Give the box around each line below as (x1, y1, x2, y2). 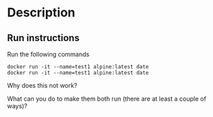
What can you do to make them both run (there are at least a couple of (7, 94, 207, 103)
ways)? (7, 102, 27, 110)
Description (7, 5, 76, 21)
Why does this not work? (7, 81, 78, 90)
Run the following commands (7, 50, 90, 58)
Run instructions (7, 32, 80, 44)
